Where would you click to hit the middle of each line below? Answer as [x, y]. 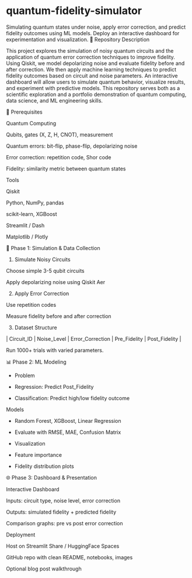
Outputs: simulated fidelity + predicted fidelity [61, 512]
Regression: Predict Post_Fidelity [54, 387]
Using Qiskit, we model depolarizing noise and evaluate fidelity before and [95, 63]
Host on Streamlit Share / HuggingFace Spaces [63, 546]
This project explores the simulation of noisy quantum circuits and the [90, 50]
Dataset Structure [36, 327]
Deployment [21, 535]
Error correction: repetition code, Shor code [59, 157]
